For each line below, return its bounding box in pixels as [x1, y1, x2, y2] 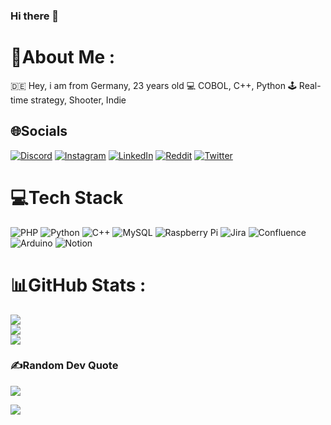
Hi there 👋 [10, 9, 60, 23]
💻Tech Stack [10, 186, 124, 209]
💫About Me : [10, 46, 116, 69]
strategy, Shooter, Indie [30, 94, 127, 106]
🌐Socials [10, 123, 68, 140]
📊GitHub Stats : [10, 274, 147, 296]
